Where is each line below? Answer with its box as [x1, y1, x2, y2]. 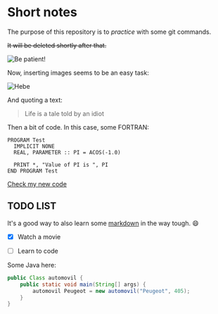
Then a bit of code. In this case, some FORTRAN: [7, 123, 150, 131]
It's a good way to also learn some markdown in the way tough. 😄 [7, 219, 199, 227]
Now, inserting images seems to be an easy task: [7, 68, 149, 77]
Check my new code [7, 180, 67, 188]
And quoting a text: [7, 96, 63, 104]
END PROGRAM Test [7, 167, 58, 175]
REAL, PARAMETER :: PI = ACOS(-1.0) [13, 149, 121, 156]
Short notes [7, 4, 77, 20]
